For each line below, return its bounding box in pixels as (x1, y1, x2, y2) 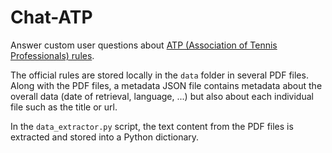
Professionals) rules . (10, 49, 95, 61)
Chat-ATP (10, 6, 93, 29)
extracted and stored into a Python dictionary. (10, 131, 200, 143)
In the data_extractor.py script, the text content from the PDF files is (10, 120, 294, 132)
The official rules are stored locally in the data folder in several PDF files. (10, 69, 309, 81)
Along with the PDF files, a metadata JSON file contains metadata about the (10, 79, 323, 91)
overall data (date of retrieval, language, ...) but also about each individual (10, 90, 314, 102)
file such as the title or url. (10, 101, 118, 113)
